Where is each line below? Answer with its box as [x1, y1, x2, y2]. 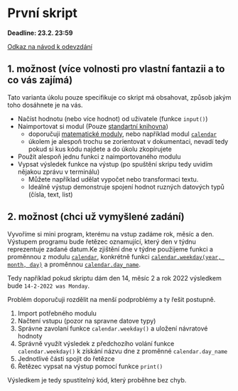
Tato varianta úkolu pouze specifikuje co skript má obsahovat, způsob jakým [7, 93, 232, 101]
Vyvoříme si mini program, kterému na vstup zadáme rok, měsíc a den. [7, 229, 215, 238]
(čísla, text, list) [28, 190, 73, 199]
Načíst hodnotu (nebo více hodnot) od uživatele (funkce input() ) [17, 114, 208, 122]
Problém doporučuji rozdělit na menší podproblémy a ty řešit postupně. [7, 295, 216, 303]
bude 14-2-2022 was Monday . [7, 281, 90, 290]
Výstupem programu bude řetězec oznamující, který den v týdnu [7, 237, 197, 246]
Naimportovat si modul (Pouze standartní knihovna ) [17, 122, 169, 130]
